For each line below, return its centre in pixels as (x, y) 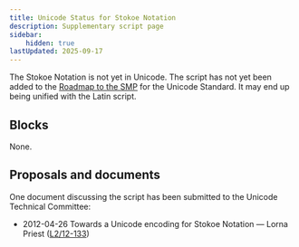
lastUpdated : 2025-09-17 (56, 52)
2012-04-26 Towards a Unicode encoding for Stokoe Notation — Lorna (155, 223)
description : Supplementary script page (87, 26)
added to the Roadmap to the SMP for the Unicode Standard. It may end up (149, 87)
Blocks (29, 124)
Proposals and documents (85, 175)
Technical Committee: (50, 206)
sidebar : (26, 34)
